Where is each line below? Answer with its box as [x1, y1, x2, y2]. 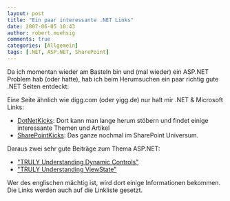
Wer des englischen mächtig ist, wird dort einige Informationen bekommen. [7, 178, 221, 186]
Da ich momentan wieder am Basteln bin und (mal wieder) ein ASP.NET [7, 67, 209, 76]
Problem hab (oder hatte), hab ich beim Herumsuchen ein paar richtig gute [7, 75, 219, 83]
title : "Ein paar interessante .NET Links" [7, 17, 134, 23]
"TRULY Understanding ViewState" [17, 165, 117, 173]
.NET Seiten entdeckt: [7, 82, 70, 90]
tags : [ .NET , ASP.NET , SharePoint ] [7, 49, 109, 56]
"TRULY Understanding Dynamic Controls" [17, 157, 139, 166]
